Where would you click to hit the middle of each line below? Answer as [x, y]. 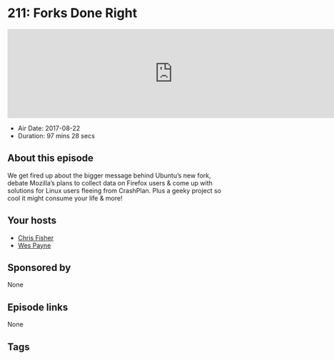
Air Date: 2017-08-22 [49, 128]
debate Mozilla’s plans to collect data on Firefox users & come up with [110, 182]
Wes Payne [34, 245]
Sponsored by [39, 268]
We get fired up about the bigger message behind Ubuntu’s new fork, [109, 175]
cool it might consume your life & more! [65, 198]
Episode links [38, 307]
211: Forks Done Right [72, 13]
